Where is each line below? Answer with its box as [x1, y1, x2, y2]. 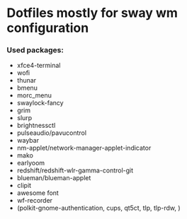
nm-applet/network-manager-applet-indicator [16, 143, 152, 153]
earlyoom [16, 159, 45, 167]
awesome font [16, 189, 59, 197]
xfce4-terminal [16, 61, 61, 70]
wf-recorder [16, 196, 53, 205]
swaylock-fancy [16, 99, 64, 107]
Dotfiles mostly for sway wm [6, 5, 178, 21]
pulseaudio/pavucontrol [16, 129, 86, 137]
